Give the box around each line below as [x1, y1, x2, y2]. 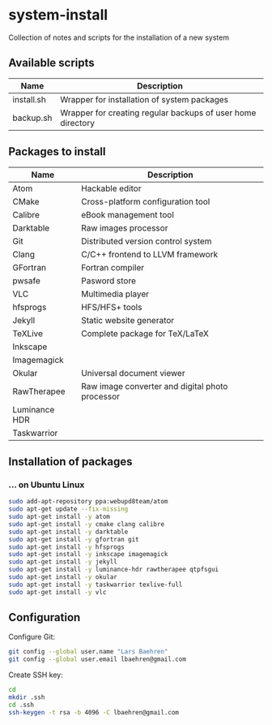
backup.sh [12, 112, 53, 123]
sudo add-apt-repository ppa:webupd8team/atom [8, 498, 168, 506]
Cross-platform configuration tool [80, 196, 210, 207]
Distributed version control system [80, 235, 212, 247]
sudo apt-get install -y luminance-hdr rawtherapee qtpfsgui [8, 566, 219, 574]
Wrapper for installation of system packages [60, 93, 229, 105]
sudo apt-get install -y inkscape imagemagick [8, 550, 168, 559]
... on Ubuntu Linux [8, 479, 85, 490]
